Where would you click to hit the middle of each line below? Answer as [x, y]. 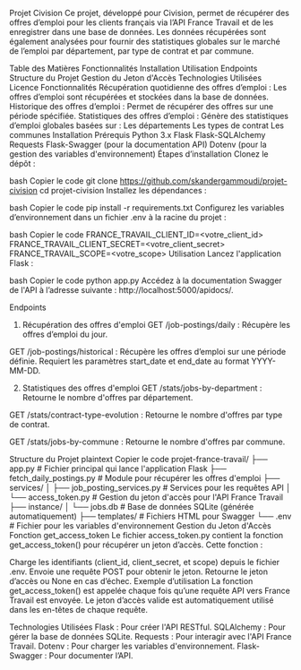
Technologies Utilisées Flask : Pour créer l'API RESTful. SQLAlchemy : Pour [148, 627]
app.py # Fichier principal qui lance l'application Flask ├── [118, 468]
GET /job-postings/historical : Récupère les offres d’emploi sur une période [148, 352]
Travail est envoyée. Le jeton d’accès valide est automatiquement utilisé [142, 600]
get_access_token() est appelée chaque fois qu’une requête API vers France [150, 591]
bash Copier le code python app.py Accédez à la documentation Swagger [146, 280]
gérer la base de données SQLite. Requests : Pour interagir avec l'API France [150, 636]
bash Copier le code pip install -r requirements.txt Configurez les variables [147, 208]
